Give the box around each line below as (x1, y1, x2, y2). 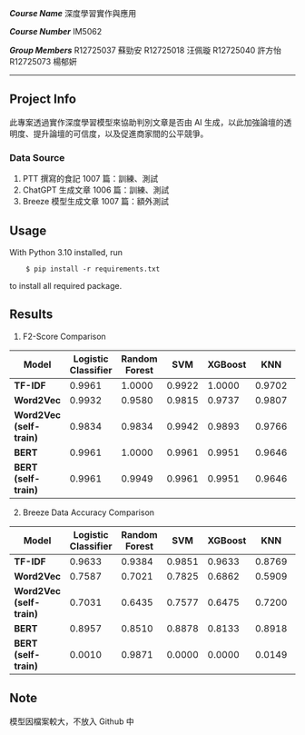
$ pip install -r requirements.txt (25, 264, 161, 273)
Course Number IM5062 (9, 26, 103, 36)
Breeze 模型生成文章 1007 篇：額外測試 (22, 196, 170, 207)
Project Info (9, 92, 77, 107)
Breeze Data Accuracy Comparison (22, 507, 155, 518)
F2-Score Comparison (22, 331, 106, 342)
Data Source (9, 151, 65, 164)
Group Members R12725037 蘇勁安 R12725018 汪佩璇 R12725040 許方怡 (9, 45, 281, 55)
